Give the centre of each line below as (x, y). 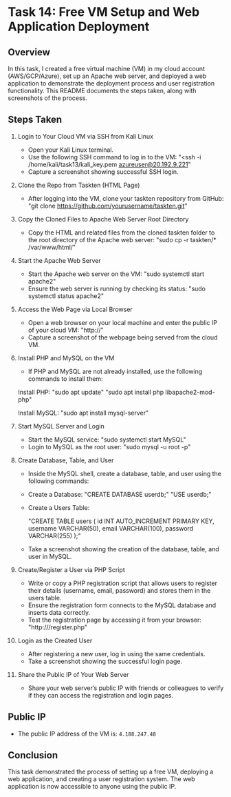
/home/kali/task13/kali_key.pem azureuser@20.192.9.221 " (109, 164)
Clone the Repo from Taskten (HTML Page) (79, 185)
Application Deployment (79, 27)
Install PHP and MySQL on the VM (66, 358)
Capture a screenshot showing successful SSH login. (103, 171)
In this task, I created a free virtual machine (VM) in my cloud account (107, 69)
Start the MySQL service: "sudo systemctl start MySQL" (107, 440)
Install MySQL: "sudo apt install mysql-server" (83, 413)
